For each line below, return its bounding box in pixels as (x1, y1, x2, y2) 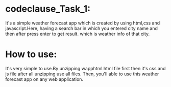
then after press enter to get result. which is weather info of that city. (5, 31, 150, 37)
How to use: (5, 49, 57, 60)
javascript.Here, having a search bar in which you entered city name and (5, 25, 158, 31)
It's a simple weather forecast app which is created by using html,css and (5, 20, 160, 26)
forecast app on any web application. (5, 76, 83, 82)
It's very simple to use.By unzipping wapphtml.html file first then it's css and (5, 65, 166, 71)
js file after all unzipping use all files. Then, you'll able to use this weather (5, 71, 159, 77)
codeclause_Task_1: (5, 3, 91, 15)
